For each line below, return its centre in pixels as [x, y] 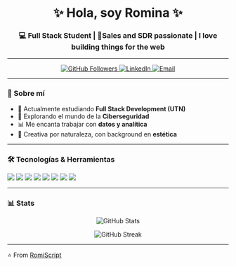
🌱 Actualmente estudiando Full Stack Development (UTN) [101, 108]
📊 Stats [21, 203]
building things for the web [118, 47]
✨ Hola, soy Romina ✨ [118, 13]
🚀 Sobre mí [26, 94]
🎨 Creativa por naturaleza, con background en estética [97, 134]
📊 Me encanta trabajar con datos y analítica [82, 124]
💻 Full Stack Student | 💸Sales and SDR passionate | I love [118, 36]
